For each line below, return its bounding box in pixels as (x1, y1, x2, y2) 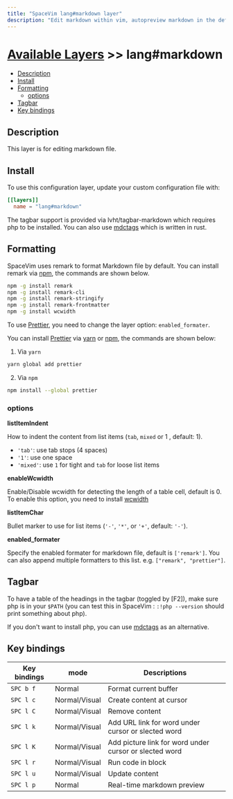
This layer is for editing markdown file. (7, 145, 116, 153)
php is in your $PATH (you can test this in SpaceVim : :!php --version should (7, 601, 224, 610)
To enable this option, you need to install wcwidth (7, 495, 149, 504)
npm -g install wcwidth (7, 308, 76, 316)
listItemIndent (7, 419, 49, 427)
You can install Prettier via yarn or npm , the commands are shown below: (7, 334, 216, 342)
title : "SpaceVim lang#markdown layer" (7, 10, 123, 17)
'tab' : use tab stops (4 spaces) (17, 446, 108, 454)
